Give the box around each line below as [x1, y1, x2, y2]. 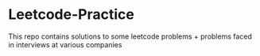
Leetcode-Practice [8, 6, 135, 24]
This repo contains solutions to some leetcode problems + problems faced [8, 32, 253, 41]
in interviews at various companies [8, 39, 122, 49]
